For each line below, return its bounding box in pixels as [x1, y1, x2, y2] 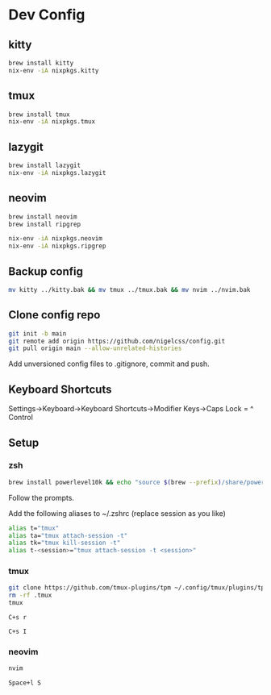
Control [8, 413, 34, 422]
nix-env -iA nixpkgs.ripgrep [8, 242, 106, 251]
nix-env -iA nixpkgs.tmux [8, 118, 95, 126]
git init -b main [8, 329, 67, 338]
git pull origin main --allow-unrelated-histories [8, 344, 182, 352]
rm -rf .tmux [8, 591, 52, 600]
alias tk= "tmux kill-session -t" [8, 539, 121, 547]
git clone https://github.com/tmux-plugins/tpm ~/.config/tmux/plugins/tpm [8, 584, 269, 592]
